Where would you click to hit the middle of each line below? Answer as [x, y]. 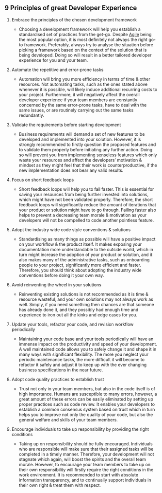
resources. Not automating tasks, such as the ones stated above [83, 84]
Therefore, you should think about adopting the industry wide [80, 270]
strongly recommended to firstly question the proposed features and [87, 144]
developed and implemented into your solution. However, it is [80, 139]
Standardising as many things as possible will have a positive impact [87, 239]
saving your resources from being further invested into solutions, [84, 194]
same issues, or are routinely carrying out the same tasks [76, 110]
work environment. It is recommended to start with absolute [79, 475]
